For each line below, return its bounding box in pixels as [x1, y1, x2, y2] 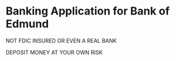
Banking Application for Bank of [5, 4, 170, 18]
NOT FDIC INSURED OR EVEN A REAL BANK [5, 37, 117, 44]
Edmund [5, 17, 49, 31]
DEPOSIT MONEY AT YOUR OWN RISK [5, 48, 103, 56]
